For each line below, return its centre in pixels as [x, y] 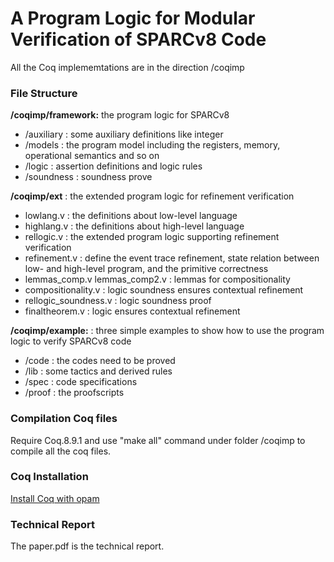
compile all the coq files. [61, 451]
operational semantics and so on [92, 156]
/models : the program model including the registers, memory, [152, 145]
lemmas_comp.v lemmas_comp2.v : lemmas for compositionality [157, 279]
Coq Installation [49, 477]
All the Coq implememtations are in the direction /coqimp [127, 67]
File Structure [44, 93]
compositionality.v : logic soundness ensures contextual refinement [164, 290]
